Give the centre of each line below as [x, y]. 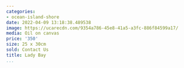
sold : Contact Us [28, 50]
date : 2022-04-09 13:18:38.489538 [49, 22]
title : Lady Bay [26, 55]
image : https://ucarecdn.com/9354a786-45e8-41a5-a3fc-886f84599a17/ [92, 28]
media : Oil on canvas [33, 33]
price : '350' [22, 39]
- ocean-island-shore [33, 17]
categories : [21, 11]
